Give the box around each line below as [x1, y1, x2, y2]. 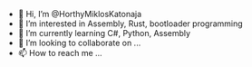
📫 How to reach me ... [17, 48, 102, 58]
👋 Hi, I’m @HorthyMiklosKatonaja [17, 9, 142, 19]
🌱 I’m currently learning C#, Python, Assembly [17, 28, 191, 38]
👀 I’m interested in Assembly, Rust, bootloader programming [17, 18, 243, 29]
